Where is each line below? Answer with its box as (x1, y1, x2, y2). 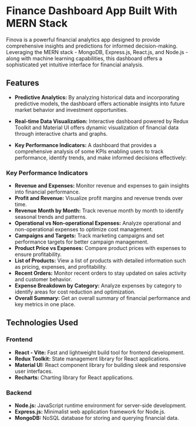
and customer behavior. (14, 276, 72, 283)
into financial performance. (14, 188, 80, 195)
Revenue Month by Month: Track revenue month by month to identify (14, 207, 184, 214)
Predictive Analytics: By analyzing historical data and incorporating (14, 94, 180, 101)
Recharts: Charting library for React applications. (14, 373, 134, 381)
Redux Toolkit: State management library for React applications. (14, 355, 170, 362)
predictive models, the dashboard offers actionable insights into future (14, 100, 185, 107)
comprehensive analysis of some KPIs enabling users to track (14, 148, 164, 155)
